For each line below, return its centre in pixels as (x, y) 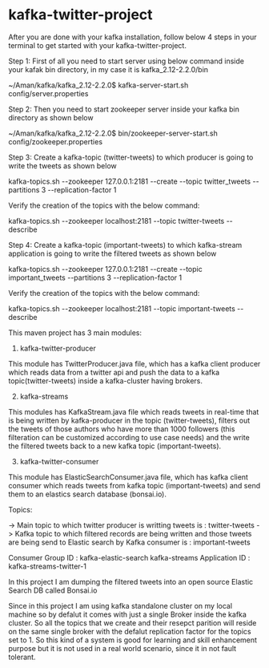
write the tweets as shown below (63, 165)
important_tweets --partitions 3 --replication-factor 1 (95, 277)
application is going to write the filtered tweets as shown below (112, 253)
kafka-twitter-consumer (59, 461)
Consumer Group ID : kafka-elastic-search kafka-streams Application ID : (129, 557)
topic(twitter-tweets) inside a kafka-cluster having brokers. (105, 381)
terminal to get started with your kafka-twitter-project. (97, 45)
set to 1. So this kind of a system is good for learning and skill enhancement (133, 640)
